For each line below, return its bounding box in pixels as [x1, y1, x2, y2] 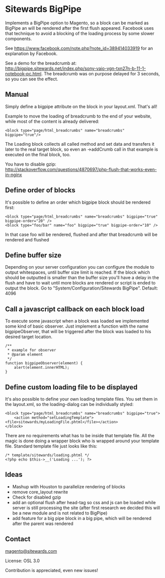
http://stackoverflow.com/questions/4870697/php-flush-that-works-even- [5, 166, 157, 172]
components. [5, 36, 32, 42]
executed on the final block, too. [5, 151, 71, 157]
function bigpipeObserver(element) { [5, 361, 83, 366]
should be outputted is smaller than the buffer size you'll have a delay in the [5, 275, 159, 281]
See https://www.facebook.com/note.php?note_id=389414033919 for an [5, 45, 153, 51]
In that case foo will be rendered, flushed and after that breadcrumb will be [5, 231, 158, 237]
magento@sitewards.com [5, 548, 57, 554]
